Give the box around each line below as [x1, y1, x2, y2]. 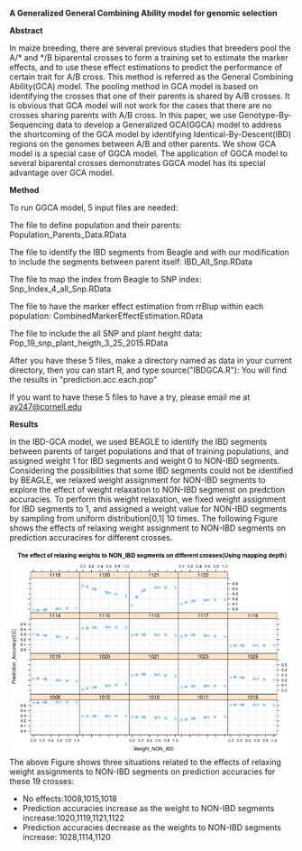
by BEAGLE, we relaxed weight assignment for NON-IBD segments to [9, 475, 266, 486]
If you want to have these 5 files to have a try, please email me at [9, 392, 251, 402]
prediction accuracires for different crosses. [9, 532, 173, 542]
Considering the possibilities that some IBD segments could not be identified [9, 465, 294, 476]
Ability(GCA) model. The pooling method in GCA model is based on [9, 81, 259, 91]
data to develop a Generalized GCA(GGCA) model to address [55, 119, 282, 130]
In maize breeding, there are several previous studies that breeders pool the [9, 42, 291, 53]
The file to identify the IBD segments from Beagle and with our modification [9, 247, 290, 257]
